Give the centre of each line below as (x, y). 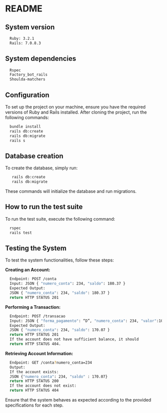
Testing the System (36, 248)
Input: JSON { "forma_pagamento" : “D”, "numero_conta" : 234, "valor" (83, 321)
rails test (21, 233)
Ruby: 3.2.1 (22, 38)
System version (30, 27)
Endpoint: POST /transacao (38, 316)
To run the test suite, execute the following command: (60, 219)
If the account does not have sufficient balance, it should (74, 339)
